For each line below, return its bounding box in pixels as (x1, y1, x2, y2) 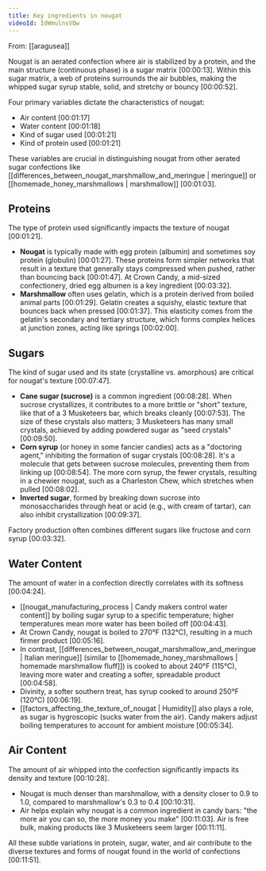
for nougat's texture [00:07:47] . (8, 376, 112, 386)
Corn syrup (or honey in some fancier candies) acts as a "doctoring (19, 442, 242, 452)
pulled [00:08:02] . (19, 485, 79, 494)
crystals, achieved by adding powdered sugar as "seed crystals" (19, 426, 232, 435)
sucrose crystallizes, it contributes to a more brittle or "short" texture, (19, 400, 248, 410)
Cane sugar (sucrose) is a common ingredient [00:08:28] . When (19, 391, 232, 401)
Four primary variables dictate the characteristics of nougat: (8, 97, 205, 107)
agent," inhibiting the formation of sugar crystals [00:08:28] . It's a (19, 451, 236, 461)
